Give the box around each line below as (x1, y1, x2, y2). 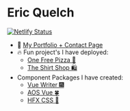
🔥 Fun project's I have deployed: (16, 48, 109, 56)
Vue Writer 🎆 (27, 80, 64, 88)
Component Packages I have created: (16, 73, 124, 82)
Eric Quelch (7, 5, 75, 21)
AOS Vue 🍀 (27, 88, 60, 97)
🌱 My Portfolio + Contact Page (16, 40, 103, 49)
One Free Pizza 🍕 (27, 56, 77, 64)
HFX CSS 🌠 (27, 96, 60, 104)
